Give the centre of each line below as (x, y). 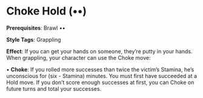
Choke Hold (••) (46, 11)
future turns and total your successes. (54, 88)
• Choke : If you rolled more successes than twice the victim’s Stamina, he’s (100, 69)
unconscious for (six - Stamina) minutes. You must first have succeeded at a (102, 76)
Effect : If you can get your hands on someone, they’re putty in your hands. (99, 51)
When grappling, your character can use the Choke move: (78, 57)
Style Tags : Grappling (34, 39)
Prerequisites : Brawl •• (36, 28)
